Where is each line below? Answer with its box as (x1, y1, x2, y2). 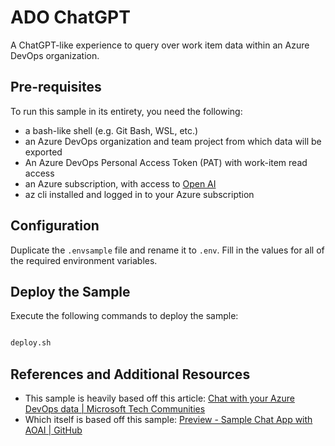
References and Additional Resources (10, 366, 251, 383)
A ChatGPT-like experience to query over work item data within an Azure (10, 39, 310, 51)
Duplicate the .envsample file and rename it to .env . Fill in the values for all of (10, 244, 325, 256)
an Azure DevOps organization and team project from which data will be (24, 135, 322, 147)
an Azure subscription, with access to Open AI (24, 177, 217, 190)
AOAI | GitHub (24, 424, 83, 436)
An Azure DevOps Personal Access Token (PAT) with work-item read (24, 156, 308, 168)
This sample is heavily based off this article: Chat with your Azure (24, 392, 295, 405)
